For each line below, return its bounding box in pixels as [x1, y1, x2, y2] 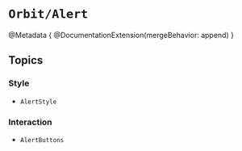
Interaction [8, 116, 52, 128]
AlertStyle [19, 98, 57, 106]
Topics [8, 53, 44, 67]
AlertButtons [19, 136, 65, 144]
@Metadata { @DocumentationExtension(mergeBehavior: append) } [8, 30, 234, 40]
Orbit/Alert [8, 6, 89, 22]
